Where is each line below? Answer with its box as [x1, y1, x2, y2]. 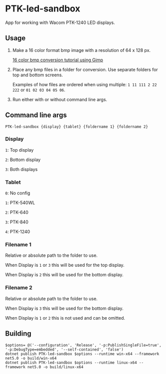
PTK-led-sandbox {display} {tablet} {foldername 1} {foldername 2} [5, 124, 149, 129]
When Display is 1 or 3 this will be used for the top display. [5, 262, 125, 268]
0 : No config [5, 190, 30, 196]
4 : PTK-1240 [5, 229, 30, 235]
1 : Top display [5, 147, 34, 153]
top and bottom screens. [12, 72, 63, 78]
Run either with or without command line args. [12, 96, 107, 102]
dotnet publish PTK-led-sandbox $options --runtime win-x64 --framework [5, 351, 160, 357]
